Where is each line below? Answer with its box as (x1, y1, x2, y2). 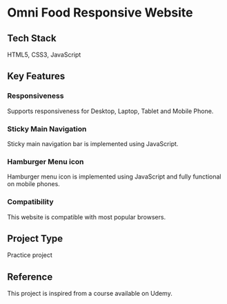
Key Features (7, 70, 66, 82)
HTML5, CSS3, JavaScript (7, 50, 81, 59)
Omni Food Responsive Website (7, 5, 193, 21)
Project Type (7, 232, 63, 244)
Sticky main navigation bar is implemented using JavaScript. (7, 139, 179, 148)
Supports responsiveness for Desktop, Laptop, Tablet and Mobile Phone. (7, 107, 214, 115)
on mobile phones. (7, 180, 60, 188)
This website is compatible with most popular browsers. (7, 212, 166, 221)
